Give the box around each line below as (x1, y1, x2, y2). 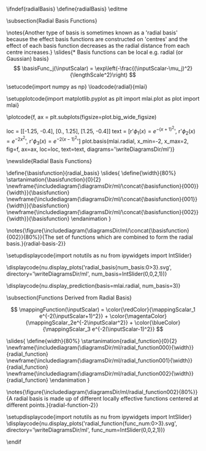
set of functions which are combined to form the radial (55, 233, 193, 241)
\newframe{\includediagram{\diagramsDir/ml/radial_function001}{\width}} (6, 357, 193, 364)
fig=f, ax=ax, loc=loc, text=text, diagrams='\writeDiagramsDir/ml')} (6, 145, 175, 153)
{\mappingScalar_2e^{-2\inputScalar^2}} (25, 318, 129, 326)
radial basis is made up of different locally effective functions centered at (13, 395, 199, 402)
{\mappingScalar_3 (42, 325, 91, 333)
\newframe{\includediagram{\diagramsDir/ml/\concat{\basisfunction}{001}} (6, 195, 198, 202)
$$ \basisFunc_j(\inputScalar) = (13, 64, 94, 72)
